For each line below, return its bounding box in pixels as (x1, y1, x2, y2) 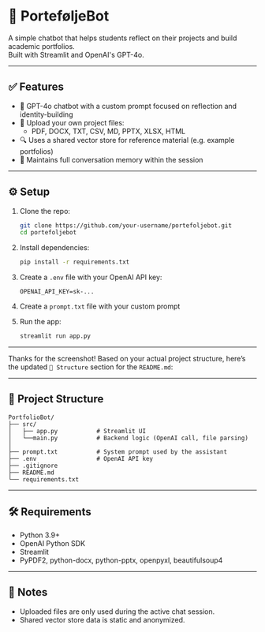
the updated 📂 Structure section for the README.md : (8, 362, 174, 372)
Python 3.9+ (19, 530, 61, 540)
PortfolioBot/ (8, 413, 55, 421)
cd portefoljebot (19, 229, 77, 237)
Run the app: (19, 317, 62, 327)
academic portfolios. (8, 41, 75, 50)
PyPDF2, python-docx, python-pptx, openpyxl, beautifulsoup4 (19, 555, 223, 565)
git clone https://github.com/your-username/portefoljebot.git (19, 221, 233, 230)
